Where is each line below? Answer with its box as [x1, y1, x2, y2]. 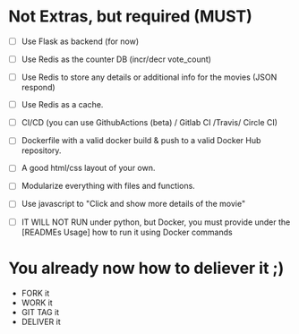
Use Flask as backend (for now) [21, 36, 140, 47]
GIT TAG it [21, 306, 60, 317]
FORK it [21, 287, 50, 298]
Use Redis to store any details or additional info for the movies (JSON [21, 72, 278, 82]
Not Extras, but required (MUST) [8, 6, 252, 27]
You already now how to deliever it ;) [8, 258, 285, 278]
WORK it [21, 297, 53, 308]
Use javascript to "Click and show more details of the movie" [21, 199, 246, 210]
